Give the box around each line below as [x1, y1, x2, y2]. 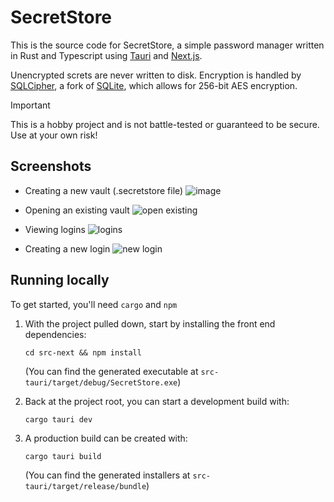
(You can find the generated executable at [24, 365, 199, 377]
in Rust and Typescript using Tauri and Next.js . [10, 49, 203, 61]
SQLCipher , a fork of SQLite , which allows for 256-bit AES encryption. [10, 79, 298, 91]
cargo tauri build [24, 451, 102, 461]
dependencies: [24, 328, 87, 340]
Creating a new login [24, 242, 111, 255]
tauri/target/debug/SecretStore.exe [24, 377, 178, 388]
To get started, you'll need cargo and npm [10, 298, 178, 310]
